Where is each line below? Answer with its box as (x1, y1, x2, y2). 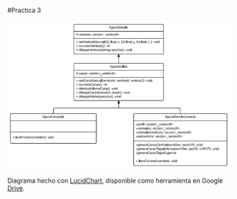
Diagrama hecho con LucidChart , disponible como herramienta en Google (7, 176, 224, 185)
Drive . (7, 184, 25, 193)
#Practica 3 (7, 6, 41, 14)
